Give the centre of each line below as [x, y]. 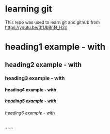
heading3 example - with [35, 78]
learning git [29, 9]
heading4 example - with [31, 90]
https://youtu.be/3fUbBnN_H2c [36, 27]
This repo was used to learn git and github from [53, 22]
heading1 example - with [55, 47]
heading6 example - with [30, 113]
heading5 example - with [31, 101]
